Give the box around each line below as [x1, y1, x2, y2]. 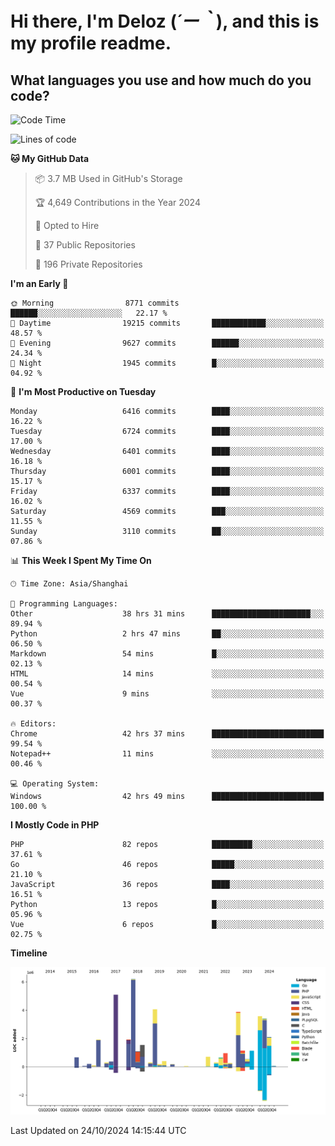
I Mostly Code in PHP [10, 819, 100, 831]
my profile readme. [10, 32, 172, 55]
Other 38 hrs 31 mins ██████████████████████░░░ [10, 609, 325, 619]
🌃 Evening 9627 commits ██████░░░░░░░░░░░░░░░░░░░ [10, 338, 325, 348]
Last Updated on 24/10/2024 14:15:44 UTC [10, 1124, 187, 1136]
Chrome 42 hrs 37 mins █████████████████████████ [10, 729, 325, 739]
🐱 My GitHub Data [10, 153, 90, 164]
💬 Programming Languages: [10, 599, 118, 609]
